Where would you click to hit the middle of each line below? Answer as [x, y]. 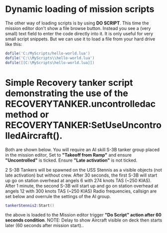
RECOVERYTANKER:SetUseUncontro [83, 125]
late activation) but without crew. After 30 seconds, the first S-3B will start [81, 175]
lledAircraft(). [34, 135]
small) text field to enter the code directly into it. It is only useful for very [79, 33]
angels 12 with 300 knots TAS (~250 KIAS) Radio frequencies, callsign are [81, 191]
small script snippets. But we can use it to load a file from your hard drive [80, 39]
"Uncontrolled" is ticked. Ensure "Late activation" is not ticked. [71, 160]
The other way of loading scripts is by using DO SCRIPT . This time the [77, 23]
